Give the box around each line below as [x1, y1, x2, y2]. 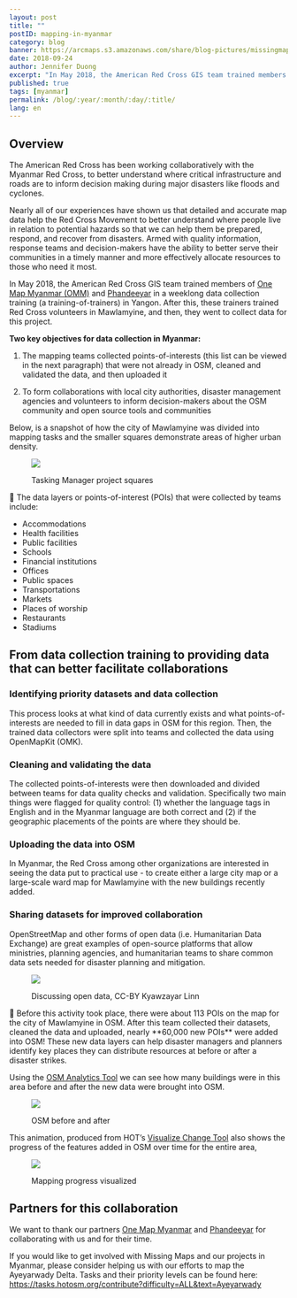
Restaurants [21, 612, 66, 624]
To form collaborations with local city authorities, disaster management [21, 387, 281, 397]
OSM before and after [31, 1115, 110, 1125]
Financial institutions [21, 557, 97, 567]
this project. [9, 316, 53, 327]
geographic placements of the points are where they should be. [9, 816, 240, 827]
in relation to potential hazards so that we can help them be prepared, [9, 224, 263, 234]
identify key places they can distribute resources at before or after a [9, 1045, 257, 1056]
